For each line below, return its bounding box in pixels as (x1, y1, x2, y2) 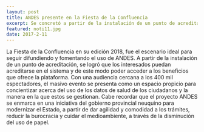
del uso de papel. (6, 119, 50, 126)
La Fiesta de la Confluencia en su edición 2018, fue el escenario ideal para (6, 48, 192, 55)
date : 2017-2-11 (6, 31, 47, 38)
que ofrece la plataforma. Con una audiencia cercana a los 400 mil (6, 74, 173, 81)
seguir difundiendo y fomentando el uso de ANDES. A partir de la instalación (6, 54, 197, 62)
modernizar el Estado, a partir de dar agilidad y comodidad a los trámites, (6, 106, 190, 113)
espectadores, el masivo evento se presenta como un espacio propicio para (6, 80, 196, 88)
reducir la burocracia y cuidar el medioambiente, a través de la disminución (6, 113, 194, 120)
